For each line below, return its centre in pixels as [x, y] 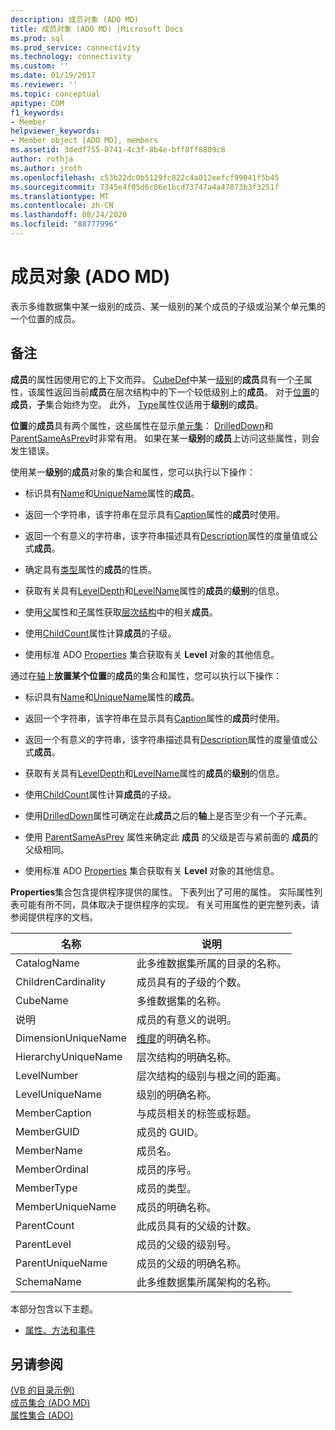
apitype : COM [37, 103]
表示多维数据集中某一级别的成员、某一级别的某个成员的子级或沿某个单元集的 [168, 306]
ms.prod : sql [37, 38]
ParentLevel [43, 1244]
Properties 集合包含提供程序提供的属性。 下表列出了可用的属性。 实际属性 [162, 892]
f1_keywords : [37, 112]
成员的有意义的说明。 [186, 1019]
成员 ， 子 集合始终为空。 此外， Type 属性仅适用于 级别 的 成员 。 [137, 404]
